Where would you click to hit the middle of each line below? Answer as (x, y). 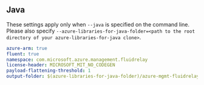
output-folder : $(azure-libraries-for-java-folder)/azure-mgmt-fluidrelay (103, 77)
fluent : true (23, 54)
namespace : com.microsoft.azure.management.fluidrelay (77, 60)
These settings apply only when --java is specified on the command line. (98, 24)
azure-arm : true (27, 48)
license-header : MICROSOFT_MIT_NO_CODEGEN (61, 65)
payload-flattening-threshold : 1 (49, 71)
